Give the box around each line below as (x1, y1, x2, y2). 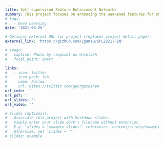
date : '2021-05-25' (5, 25, 45, 30)
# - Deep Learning (5, 21, 47, 26)
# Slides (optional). (5, 111, 49, 116)
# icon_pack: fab (5, 74, 49, 80)
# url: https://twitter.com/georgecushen (5, 84, 99, 89)
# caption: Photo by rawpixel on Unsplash (5, 52, 97, 57)
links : (5, 66, 19, 71)
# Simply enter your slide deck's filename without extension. (5, 120, 141, 125)
